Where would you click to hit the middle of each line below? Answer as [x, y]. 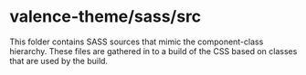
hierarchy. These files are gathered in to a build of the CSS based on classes [153, 51]
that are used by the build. [58, 61]
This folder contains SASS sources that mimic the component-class [137, 42]
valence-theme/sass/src [106, 17]
